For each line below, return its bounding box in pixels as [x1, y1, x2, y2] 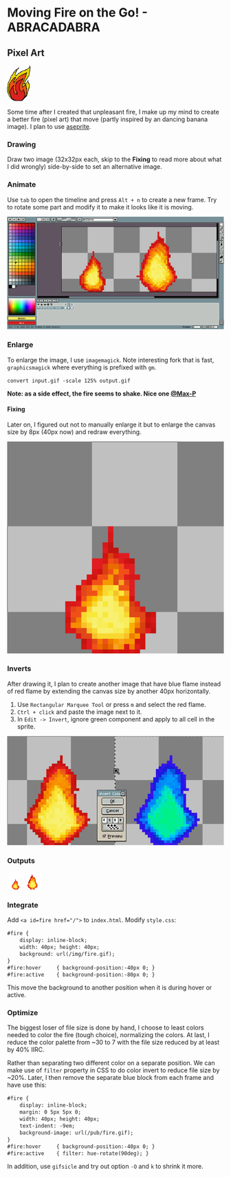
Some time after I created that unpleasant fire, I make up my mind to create [7, 108, 220, 116]
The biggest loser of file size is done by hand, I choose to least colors [7, 1023, 204, 1032]
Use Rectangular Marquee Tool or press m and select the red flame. [16, 700, 206, 708]
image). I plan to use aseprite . [7, 123, 91, 130]
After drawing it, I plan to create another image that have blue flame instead [7, 679, 221, 688]
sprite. [16, 722, 36, 730]
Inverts [7, 664, 32, 673]
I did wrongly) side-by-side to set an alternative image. [7, 163, 163, 171]
